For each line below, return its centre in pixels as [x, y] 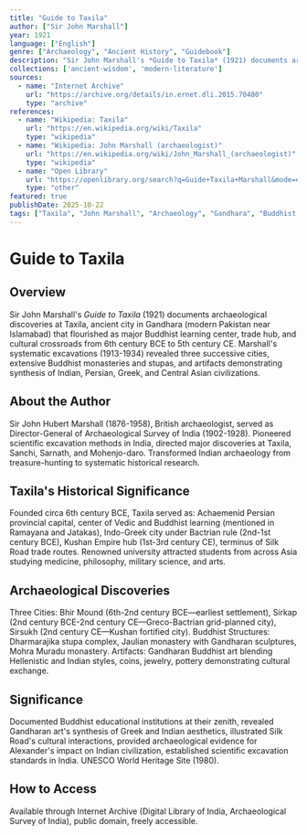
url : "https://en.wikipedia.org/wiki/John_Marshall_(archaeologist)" [161, 154]
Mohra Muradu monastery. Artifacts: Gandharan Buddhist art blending [141, 651]
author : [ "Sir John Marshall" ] [69, 27]
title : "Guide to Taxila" [58, 18]
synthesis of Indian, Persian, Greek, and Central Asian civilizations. [135, 372]
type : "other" [53, 188]
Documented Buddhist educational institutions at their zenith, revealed [142, 722]
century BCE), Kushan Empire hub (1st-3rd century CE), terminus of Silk [144, 542]
